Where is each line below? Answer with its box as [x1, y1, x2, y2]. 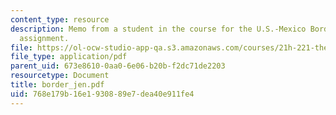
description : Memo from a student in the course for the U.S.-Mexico [10, 24, 307, 34]
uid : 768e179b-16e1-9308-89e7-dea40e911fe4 [10, 89, 195, 99]
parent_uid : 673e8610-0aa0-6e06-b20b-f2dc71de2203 [10, 61, 226, 71]
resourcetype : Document [10, 71, 110, 81]
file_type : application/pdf [10, 52, 128, 62]
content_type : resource [10, 14, 110, 25]
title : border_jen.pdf [10, 80, 105, 90]
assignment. [19, 33, 70, 43]
